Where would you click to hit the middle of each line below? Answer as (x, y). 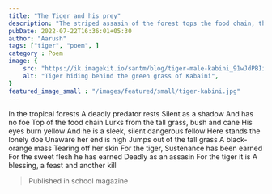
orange (20, 148)
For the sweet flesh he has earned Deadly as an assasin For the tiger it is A (133, 157)
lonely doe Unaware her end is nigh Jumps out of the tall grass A (117, 140)
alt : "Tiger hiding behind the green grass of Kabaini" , (121, 76)
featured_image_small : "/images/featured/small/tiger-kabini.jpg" (125, 91)
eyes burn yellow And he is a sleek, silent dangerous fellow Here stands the (134, 131)
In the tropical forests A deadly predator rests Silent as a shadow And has (131, 114)
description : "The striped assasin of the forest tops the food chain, (132, 23)
